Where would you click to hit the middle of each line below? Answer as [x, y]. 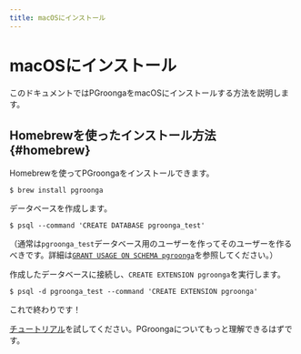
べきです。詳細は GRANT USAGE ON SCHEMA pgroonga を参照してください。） [144, 255]
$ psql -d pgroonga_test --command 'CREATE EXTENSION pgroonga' [134, 292]
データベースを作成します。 [60, 208]
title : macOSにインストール [58, 18]
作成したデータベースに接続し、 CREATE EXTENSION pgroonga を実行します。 [147, 275]
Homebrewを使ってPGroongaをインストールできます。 [112, 173]
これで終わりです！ [45, 309]
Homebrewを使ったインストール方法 [113, 135]
